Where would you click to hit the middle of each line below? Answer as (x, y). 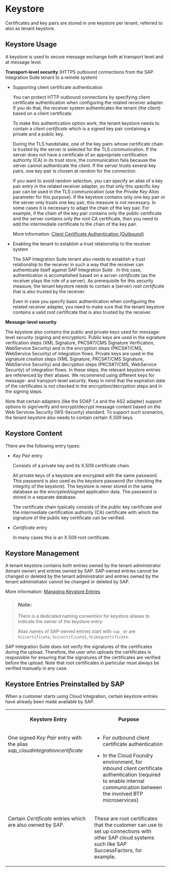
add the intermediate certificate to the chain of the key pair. (75, 224)
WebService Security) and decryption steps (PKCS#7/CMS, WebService (81, 364)
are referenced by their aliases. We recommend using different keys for (80, 375)
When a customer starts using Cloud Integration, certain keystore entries (81, 696)
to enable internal (123, 781)
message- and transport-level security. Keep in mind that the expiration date (85, 380)
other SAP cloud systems (124, 838)
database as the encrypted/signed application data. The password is (84, 491)
